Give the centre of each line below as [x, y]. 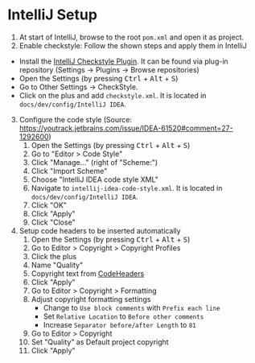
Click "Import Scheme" [69, 171]
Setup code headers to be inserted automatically [100, 230]
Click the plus [54, 256]
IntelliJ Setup [53, 15]
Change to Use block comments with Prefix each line [132, 307]
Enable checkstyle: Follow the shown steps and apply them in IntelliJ [133, 45]
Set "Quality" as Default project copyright [100, 342]
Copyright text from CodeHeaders [88, 273]
